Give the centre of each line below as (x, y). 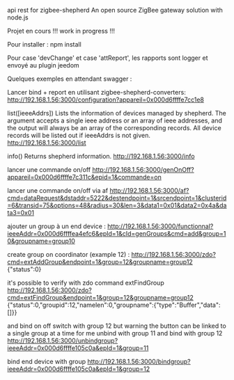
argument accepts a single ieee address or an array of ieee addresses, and (115, 120)
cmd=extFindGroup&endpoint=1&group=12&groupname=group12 (100, 298)
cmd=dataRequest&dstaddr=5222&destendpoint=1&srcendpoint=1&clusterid (117, 198)
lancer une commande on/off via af (58, 190)
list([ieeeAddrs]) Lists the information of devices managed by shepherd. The (117, 113)
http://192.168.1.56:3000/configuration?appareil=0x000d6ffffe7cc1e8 (106, 100)
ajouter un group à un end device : (57, 226)
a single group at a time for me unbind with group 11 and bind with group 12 (115, 333)
